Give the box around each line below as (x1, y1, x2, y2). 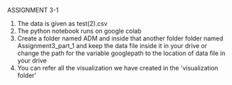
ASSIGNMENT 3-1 (7, 6, 59, 14)
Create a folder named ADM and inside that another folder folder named (17, 34, 224, 42)
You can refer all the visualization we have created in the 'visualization (17, 64, 219, 72)
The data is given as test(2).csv (17, 20, 108, 27)
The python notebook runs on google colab (17, 27, 142, 35)
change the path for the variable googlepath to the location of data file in (17, 49, 226, 57)
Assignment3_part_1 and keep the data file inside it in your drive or (17, 42, 207, 49)
